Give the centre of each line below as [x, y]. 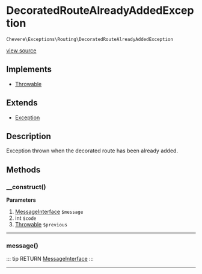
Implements [29, 70]
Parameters [21, 200]
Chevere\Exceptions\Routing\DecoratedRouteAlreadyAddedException [90, 39]
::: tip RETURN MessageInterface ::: [50, 259]
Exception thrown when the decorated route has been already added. [92, 151]
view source [21, 50]
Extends [22, 103]
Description [29, 136]
